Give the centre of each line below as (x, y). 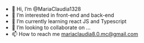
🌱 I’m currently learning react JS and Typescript (69, 21)
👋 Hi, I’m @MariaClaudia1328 (46, 9)
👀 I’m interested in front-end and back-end (63, 15)
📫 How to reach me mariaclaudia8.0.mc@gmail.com (75, 34)
